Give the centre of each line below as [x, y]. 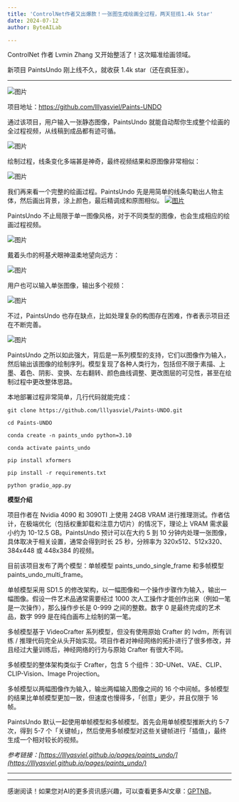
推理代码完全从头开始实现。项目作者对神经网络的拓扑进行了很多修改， [122, 641]
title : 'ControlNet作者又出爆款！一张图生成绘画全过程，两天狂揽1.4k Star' [110, 14]
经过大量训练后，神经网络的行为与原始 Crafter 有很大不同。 [100, 650]
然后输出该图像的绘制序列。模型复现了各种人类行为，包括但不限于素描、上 [116, 364]
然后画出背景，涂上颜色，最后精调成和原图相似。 [91, 201]
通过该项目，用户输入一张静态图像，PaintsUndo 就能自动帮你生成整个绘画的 [118, 122]
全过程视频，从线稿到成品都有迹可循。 [63, 131]
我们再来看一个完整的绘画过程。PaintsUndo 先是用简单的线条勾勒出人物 [112, 192]
